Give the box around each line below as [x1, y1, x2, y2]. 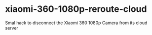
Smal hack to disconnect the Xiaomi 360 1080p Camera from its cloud [5, 20, 148, 26]
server [5, 25, 19, 31]
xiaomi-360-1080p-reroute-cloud [5, 3, 147, 15]
